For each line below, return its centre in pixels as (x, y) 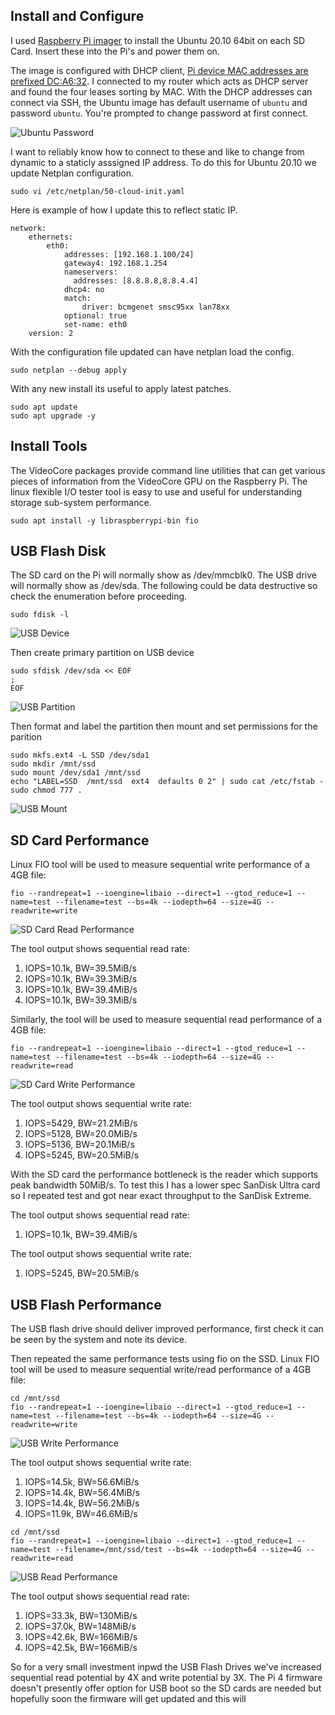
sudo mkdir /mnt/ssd (53, 764)
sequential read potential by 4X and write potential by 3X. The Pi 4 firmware (166, 1678)
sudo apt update (44, 407)
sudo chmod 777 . (46, 790)
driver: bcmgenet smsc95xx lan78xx (155, 307)
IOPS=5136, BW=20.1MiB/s (79, 1145)
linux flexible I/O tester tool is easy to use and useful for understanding (156, 491)
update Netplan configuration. (72, 173)
